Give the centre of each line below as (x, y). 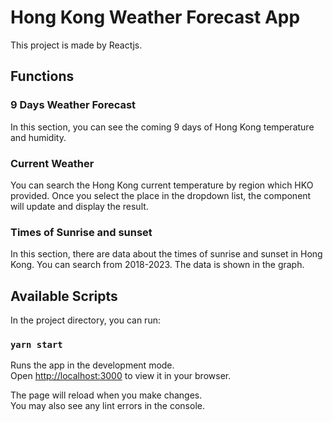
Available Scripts (64, 296)
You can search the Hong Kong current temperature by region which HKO (162, 185)
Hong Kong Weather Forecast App (155, 17)
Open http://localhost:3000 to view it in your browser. (121, 376)
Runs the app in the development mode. (92, 365)
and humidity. (38, 137)
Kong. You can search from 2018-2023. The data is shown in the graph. (157, 265)
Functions (42, 76)
